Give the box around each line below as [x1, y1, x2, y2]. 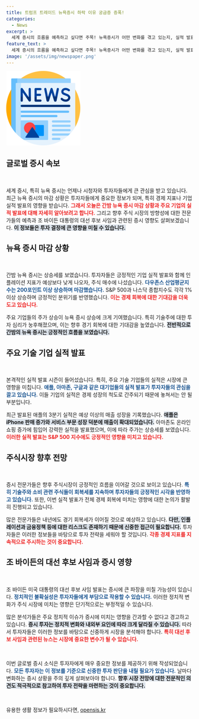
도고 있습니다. [6, 301, 38, 309]
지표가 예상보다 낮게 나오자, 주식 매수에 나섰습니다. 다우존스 [26, 279, 164, 286]
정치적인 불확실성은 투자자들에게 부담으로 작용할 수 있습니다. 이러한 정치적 [14, 593, 184, 600]
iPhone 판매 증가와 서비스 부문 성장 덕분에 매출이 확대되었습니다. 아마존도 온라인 [6, 419, 191, 426]
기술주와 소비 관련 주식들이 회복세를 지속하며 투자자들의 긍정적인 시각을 [12, 488, 175, 495]
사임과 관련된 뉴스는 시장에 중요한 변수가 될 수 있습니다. [12, 635, 139, 642]
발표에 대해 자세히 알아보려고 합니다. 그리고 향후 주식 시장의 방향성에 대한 [12, 209, 181, 216]
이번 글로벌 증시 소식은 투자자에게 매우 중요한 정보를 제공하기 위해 [6, 660, 158, 667]
